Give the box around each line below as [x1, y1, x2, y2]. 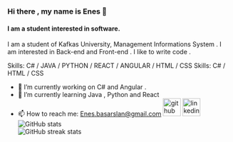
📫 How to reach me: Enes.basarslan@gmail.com [17, 110, 162, 118]
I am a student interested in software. [7, 24, 120, 33]
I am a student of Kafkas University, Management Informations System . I [7, 40, 222, 49]
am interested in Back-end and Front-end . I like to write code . [7, 48, 191, 56]
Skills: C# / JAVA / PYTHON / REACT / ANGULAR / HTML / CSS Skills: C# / [7, 61, 226, 70]
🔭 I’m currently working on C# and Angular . [17, 83, 147, 91]
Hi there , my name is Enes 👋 [7, 6, 107, 16]
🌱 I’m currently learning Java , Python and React [17, 91, 160, 99]
